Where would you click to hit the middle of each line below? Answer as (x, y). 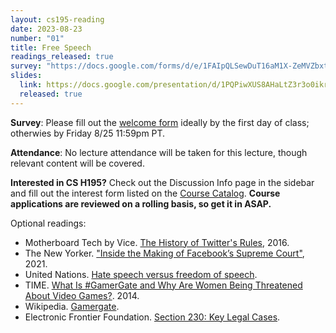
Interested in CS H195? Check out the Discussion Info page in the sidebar (162, 182)
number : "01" (37, 38)
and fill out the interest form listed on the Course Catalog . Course (145, 193)
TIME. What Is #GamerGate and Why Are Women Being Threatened (163, 285)
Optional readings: (48, 223)
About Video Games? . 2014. (82, 295)
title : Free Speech (51, 47)
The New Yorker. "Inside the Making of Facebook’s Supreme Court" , (164, 253)
